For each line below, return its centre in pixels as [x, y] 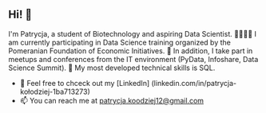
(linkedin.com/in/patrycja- [194, 83]
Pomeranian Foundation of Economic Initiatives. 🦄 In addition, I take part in [131, 51]
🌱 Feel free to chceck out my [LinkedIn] [85, 83]
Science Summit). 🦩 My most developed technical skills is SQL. [112, 68]
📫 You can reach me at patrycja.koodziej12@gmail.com [112, 100]
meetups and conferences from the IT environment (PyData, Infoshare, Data [133, 59]
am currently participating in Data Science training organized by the [120, 42]
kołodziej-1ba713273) [55, 92]
